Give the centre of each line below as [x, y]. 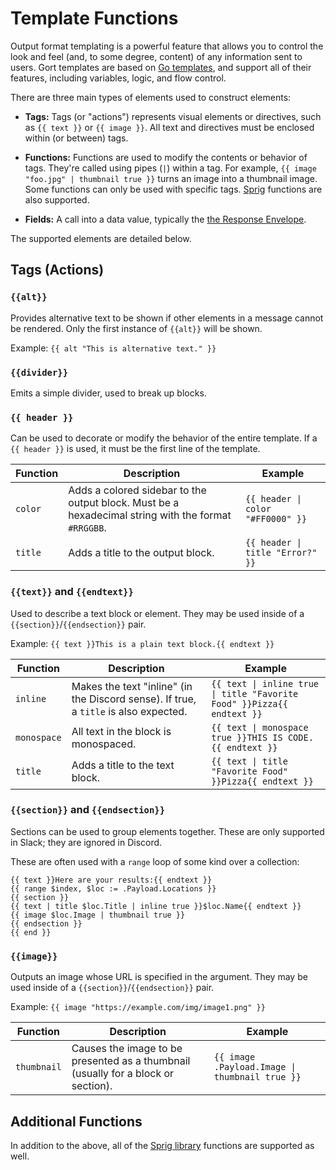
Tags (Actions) [57, 270]
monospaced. [104, 744]
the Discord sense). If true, [134, 699]
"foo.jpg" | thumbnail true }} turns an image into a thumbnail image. [171, 178]
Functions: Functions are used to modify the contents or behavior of [166, 157]
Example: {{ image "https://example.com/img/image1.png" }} [138, 1007]
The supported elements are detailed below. [101, 238]
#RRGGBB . [87, 528]
